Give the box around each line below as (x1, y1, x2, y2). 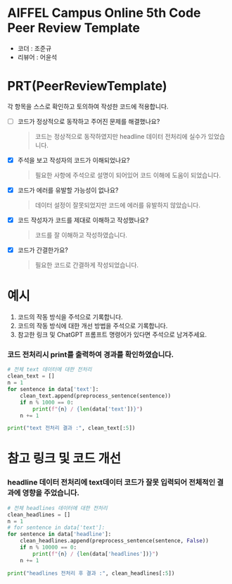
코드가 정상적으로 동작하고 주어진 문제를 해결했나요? (17, 117, 160, 125)
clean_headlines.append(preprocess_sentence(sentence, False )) (20, 538, 210, 545)
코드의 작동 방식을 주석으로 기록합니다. (17, 313, 123, 321)
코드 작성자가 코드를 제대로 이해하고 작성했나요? (17, 216, 149, 225)
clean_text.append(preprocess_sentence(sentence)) (20, 392, 172, 399)
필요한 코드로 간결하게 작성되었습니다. (34, 261, 139, 269)
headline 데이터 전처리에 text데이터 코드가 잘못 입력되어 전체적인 (7, 478, 216, 487)
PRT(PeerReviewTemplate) (7, 78, 167, 94)
